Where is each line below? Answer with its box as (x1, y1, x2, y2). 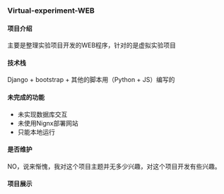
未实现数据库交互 (17, 110, 68, 119)
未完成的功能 (7, 92, 45, 101)
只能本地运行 (17, 128, 55, 136)
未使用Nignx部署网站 (17, 119, 79, 127)
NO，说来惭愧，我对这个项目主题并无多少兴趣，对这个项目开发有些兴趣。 (7, 162, 221, 171)
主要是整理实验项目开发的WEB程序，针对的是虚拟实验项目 (7, 41, 177, 49)
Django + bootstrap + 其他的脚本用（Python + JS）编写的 (7, 75, 175, 84)
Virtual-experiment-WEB (7, 6, 95, 16)
